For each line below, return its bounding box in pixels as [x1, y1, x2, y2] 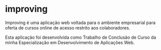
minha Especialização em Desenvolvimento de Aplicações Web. [5, 39, 135, 45]
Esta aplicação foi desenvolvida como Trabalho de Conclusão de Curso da [5, 34, 157, 40]
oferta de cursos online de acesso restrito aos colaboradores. [5, 25, 130, 30]
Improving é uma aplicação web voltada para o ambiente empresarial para [5, 20, 156, 25]
